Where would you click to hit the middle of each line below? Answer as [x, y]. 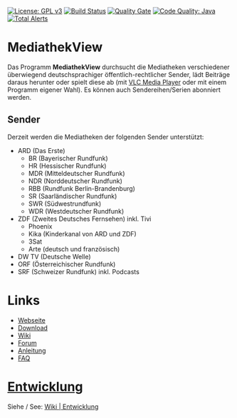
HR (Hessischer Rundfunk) [67, 166]
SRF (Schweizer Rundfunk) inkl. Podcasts [79, 271]
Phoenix [40, 226]
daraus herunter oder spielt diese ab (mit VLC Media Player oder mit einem [117, 82]
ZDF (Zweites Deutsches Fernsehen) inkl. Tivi [84, 219]
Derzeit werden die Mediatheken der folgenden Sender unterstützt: [106, 137]
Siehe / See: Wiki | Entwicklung [53, 407]
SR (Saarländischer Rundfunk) [73, 196]
